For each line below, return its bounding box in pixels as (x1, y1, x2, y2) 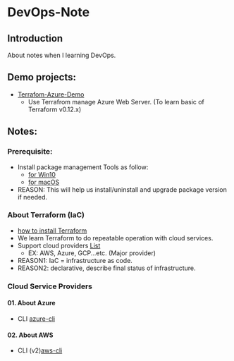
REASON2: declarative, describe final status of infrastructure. (17, 264, 196, 272)
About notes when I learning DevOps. (7, 51, 116, 59)
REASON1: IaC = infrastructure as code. (17, 256, 133, 264)
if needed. (17, 192, 48, 201)
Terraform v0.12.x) (27, 105, 82, 114)
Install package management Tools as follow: (17, 163, 149, 171)
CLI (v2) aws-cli (17, 346, 63, 355)
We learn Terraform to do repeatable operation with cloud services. (17, 233, 214, 242)
